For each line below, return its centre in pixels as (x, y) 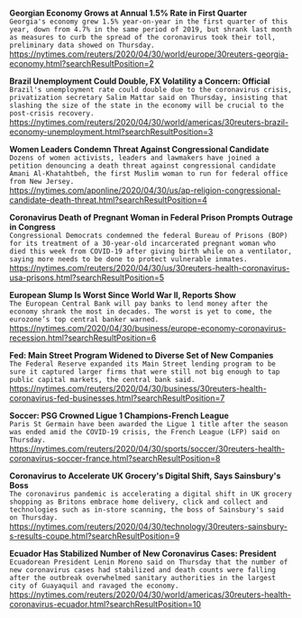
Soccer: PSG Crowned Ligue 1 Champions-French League (119, 415)
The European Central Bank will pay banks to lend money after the (139, 304)
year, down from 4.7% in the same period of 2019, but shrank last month (151, 30)
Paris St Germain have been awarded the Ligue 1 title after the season (149, 424)
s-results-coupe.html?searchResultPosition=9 (95, 536)
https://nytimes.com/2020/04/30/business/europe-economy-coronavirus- (148, 328)
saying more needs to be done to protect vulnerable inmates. (128, 259)
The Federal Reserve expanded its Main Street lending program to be (143, 364)
